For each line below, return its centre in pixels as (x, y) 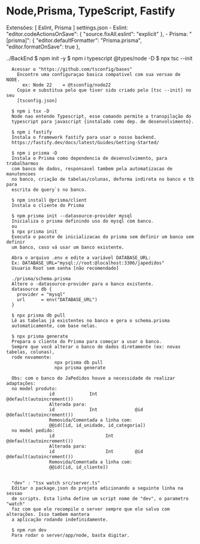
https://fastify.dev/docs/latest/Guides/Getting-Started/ (86, 142)
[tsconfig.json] (37, 101)
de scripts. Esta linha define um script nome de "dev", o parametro (100, 499)
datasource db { (32, 289)
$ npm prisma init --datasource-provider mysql (72, 216)
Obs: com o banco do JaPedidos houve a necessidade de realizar (93, 378)
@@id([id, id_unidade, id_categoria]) (97, 425)
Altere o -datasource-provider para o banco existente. (83, 284)
